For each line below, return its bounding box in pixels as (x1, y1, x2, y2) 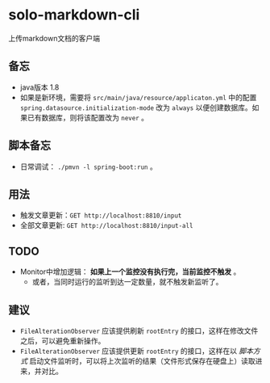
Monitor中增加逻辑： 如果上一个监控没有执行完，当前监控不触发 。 (19, 267, 241, 276)
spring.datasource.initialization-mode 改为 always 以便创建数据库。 (19, 103, 252, 112)
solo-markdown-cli (8, 6, 140, 24)
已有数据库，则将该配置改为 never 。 (27, 112, 149, 122)
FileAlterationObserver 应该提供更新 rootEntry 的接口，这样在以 (19, 346, 238, 356)
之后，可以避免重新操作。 (19, 336, 106, 345)
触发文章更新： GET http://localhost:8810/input (19, 210, 182, 220)
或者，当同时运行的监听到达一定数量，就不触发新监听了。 (31, 277, 223, 287)
